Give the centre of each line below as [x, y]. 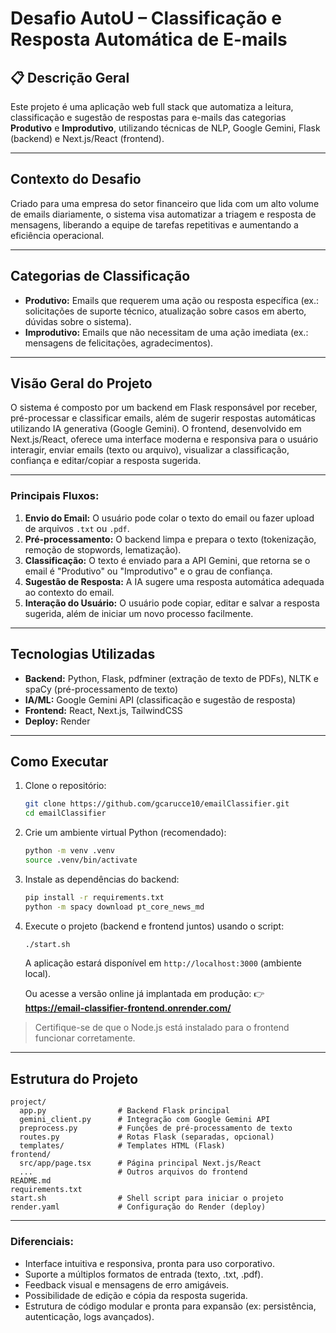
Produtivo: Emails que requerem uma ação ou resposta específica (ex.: [172, 300]
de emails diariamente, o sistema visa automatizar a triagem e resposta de [163, 214]
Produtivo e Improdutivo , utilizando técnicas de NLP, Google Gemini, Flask [165, 128]
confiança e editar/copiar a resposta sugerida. [106, 461]
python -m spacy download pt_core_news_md [114, 907]
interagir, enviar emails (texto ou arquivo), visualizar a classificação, [150, 450]
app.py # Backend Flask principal [124, 1111]
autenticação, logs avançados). [89, 1316]
